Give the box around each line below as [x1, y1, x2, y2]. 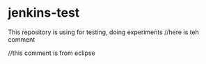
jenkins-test [8, 5, 80, 21]
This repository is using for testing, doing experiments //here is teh [8, 28, 199, 36]
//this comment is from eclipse [8, 49, 96, 57]
